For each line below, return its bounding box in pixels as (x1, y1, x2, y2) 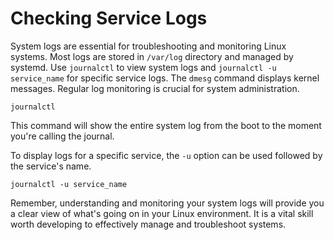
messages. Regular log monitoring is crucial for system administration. (10, 82, 300, 94)
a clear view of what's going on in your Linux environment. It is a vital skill (10, 207, 314, 219)
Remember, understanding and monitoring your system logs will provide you (10, 197, 325, 209)
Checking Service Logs (10, 7, 208, 30)
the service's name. (10, 160, 92, 172)
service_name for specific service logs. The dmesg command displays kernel (10, 72, 320, 84)
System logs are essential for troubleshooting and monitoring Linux (10, 40, 287, 52)
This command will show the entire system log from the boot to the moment (10, 119, 322, 131)
